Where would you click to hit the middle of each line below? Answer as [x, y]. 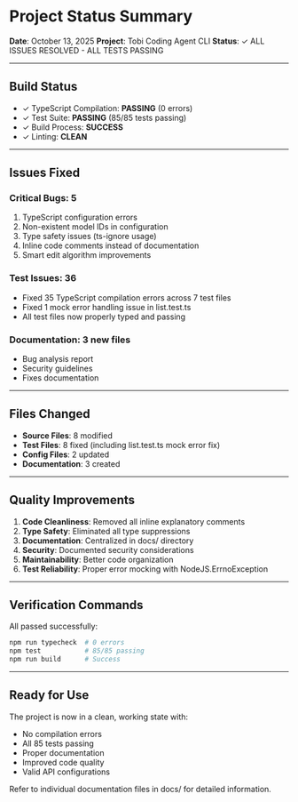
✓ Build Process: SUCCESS [73, 127]
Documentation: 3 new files [70, 340]
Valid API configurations [66, 772]
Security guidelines [57, 369]
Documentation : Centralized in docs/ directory [108, 541]
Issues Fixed [45, 173]
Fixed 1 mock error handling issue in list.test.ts [106, 307]
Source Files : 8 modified [67, 435]
